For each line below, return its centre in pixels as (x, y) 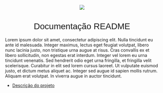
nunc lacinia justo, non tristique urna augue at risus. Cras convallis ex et (77, 50)
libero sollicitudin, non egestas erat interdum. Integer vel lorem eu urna (76, 55)
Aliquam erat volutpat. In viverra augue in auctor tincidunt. (63, 76)
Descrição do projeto (33, 85)
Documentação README (82, 27)
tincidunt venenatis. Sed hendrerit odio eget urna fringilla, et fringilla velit (78, 60)
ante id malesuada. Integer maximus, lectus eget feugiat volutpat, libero (77, 45)
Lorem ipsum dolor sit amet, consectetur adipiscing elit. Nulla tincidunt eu (79, 39)
